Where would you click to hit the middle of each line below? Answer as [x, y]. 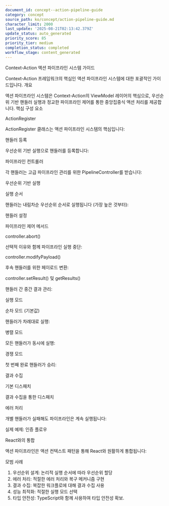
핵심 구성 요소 [29, 108]
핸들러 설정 [16, 215]
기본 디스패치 [18, 386]
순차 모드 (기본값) [23, 310]
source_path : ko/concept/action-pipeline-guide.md [60, 19]
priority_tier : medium [29, 43]
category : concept [25, 15]
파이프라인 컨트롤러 [24, 161]
